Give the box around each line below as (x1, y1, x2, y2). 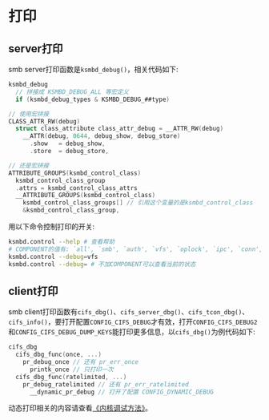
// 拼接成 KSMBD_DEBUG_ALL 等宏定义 (15, 87, 130, 96)
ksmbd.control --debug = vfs (8, 252, 98, 260)
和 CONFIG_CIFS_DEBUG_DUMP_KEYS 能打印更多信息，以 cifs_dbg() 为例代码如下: (8, 327, 255, 337)
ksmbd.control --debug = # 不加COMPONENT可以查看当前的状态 (8, 260, 196, 269)
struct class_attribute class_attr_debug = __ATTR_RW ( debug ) (15, 125, 224, 133)
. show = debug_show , (29, 139, 106, 148)
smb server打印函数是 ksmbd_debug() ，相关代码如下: (8, 65, 179, 74)
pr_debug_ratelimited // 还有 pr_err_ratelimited (22, 380, 190, 389)
